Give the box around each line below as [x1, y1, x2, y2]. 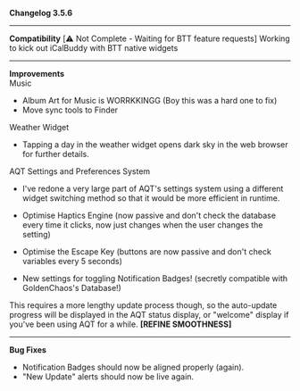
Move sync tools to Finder [21, 104, 119, 115]
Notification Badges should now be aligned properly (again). [21, 362, 245, 372]
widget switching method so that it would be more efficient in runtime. [21, 193, 280, 204]
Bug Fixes [9, 345, 47, 355]
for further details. [21, 149, 89, 159]
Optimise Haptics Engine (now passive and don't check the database [21, 210, 277, 220]
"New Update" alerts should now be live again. [21, 371, 195, 382]
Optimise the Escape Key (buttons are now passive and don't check [21, 246, 272, 257]
